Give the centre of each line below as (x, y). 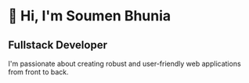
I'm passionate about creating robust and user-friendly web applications (125, 63)
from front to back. (38, 72)
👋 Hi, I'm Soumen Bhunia (90, 16)
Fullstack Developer (58, 45)
